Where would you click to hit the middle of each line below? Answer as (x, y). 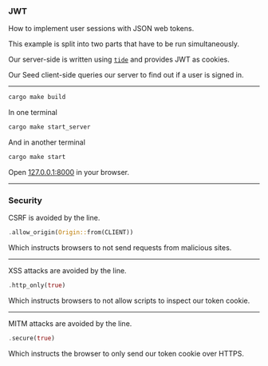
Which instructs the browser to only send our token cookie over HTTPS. (126, 353)
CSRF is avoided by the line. (54, 218)
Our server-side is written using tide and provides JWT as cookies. (119, 60)
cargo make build (37, 97)
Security (25, 200)
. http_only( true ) (37, 285)
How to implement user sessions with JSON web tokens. (101, 29)
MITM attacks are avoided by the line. (70, 323)
